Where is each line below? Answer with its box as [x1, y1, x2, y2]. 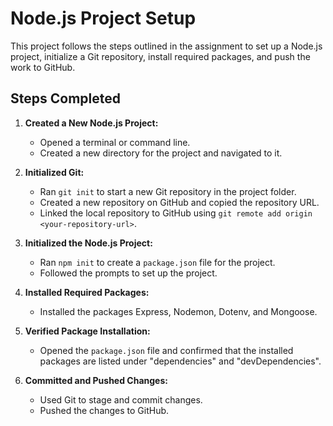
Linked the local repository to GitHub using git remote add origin [39, 207, 313, 219]
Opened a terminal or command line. [39, 136, 191, 148]
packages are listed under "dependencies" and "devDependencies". [39, 355, 322, 367]
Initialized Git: [24, 166, 85, 178]
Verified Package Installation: [24, 325, 151, 337]
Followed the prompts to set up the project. [39, 267, 218, 279]
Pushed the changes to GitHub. [39, 404, 170, 416]
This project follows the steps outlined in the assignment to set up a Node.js [10, 40, 323, 52]
